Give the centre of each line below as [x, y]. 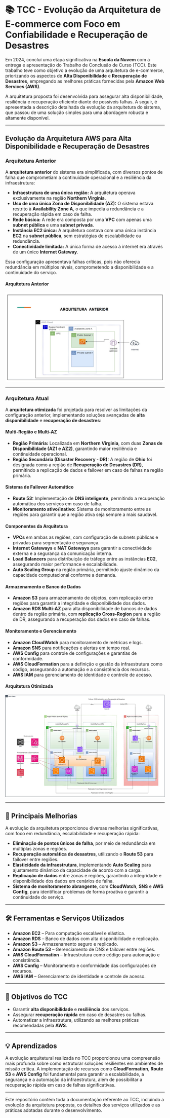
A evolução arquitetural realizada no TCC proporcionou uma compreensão [83, 1058]
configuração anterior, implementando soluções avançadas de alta [75, 415]
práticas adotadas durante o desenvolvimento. [54, 1110]
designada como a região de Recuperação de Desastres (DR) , [78, 465]
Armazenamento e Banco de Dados [43, 586]
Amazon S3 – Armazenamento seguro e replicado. [65, 944]
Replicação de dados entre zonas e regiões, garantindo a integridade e [87, 876]
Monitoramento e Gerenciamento [41, 631]
